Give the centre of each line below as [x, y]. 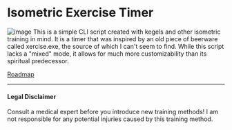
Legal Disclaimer [32, 96]
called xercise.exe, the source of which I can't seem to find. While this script [116, 46]
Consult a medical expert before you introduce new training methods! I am [113, 112]
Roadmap [21, 74]
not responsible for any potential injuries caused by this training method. [110, 119]
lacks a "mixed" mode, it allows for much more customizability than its [107, 54]
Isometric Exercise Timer [80, 13]
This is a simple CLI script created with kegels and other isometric [127, 32]
